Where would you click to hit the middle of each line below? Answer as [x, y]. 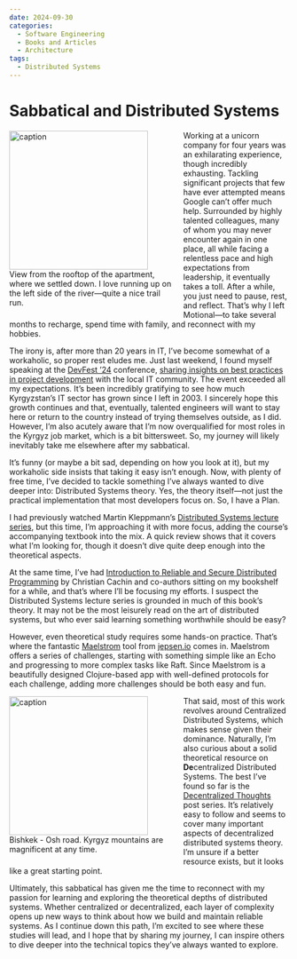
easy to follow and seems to [234, 814]
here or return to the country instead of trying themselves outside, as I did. [145, 416]
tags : [19, 59]
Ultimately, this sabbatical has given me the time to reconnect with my [137, 888]
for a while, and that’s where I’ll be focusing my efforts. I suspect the [134, 590]
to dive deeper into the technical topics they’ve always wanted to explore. [144, 944]
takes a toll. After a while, [229, 286]
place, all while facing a [226, 249]
